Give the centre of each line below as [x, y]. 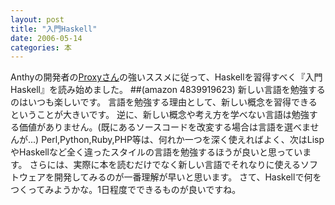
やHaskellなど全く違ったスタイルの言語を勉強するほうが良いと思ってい [156, 152]
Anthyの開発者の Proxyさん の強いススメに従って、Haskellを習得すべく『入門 [166, 77]
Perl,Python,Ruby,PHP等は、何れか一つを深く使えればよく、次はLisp [183, 140]
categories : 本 [41, 47]
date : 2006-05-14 [46, 38]
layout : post [37, 19]
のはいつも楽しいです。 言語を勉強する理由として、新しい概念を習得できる [164, 102]
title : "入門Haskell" [54, 29]
